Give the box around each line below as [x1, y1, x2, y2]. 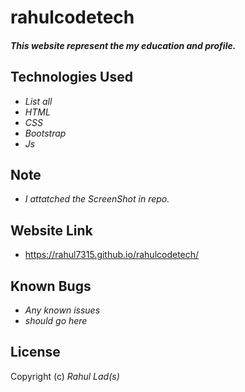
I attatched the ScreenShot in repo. [24, 193, 170, 205]
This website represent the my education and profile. [10, 39, 237, 51]
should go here [24, 315, 88, 327]
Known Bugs [10, 277, 92, 295]
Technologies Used [10, 69, 133, 86]
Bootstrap [24, 127, 67, 139]
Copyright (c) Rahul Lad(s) [10, 370, 120, 382]
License [10, 344, 61, 361]
